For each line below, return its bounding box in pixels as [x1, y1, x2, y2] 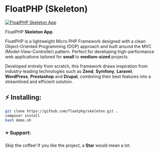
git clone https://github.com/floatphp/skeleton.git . [5, 108, 118, 114]
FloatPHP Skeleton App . [5, 29, 54, 34]
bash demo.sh [5, 118, 32, 122]
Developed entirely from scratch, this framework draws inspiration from [5, 63, 148, 69]
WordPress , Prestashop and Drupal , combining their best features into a [5, 73, 151, 79]
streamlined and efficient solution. [5, 79, 73, 85]
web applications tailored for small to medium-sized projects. [5, 53, 129, 59]
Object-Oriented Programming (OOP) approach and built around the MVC [5, 43, 152, 49]
